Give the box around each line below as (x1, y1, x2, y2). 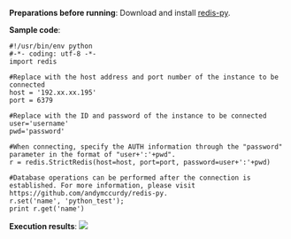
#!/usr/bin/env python (9, 42, 93, 50)
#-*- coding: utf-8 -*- (9, 50, 97, 58)
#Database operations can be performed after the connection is (9, 173, 251, 182)
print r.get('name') (9, 204, 86, 213)
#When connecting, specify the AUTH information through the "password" (9, 143, 283, 151)
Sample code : (9, 25, 61, 35)
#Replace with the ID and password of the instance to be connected (9, 112, 267, 120)
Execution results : (9, 221, 78, 231)
